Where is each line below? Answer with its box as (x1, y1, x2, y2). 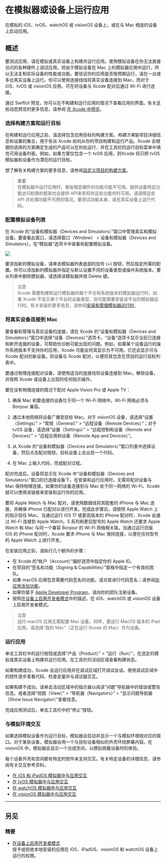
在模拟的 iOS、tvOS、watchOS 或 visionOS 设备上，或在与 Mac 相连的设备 (5, 22, 157, 28)
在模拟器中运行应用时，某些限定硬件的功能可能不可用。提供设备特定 (17, 184, 156, 190)
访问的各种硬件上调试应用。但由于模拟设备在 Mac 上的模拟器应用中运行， (5, 64, 155, 70)
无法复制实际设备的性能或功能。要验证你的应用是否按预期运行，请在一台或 (9, 71, 161, 77)
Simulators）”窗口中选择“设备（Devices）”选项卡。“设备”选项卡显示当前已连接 (5, 334, 161, 340)
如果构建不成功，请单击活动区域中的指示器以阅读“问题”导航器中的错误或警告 (5, 684, 161, 690)
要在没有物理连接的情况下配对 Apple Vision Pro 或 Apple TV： (5, 387, 131, 392)
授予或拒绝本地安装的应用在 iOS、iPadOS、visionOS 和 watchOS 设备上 (12, 846, 159, 852)
